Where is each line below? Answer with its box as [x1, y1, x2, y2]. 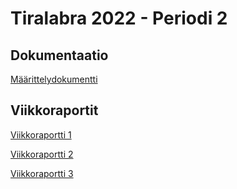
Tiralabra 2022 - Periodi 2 [10, 7, 228, 30]
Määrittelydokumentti [10, 73, 98, 85]
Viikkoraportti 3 [10, 167, 74, 179]
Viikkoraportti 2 [10, 148, 74, 160]
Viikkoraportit [10, 102, 99, 119]
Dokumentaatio [10, 47, 109, 64]
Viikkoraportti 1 [10, 128, 72, 141]
